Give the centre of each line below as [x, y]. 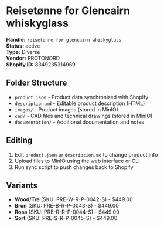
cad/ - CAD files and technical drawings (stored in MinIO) [83, 116]
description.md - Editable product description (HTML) [80, 103]
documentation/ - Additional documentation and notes [79, 122]
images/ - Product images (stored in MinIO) [66, 109]
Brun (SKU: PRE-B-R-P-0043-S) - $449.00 [66, 206]
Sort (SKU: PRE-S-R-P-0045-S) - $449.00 [66, 218]
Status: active [23, 46]
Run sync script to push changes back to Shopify [74, 167]
